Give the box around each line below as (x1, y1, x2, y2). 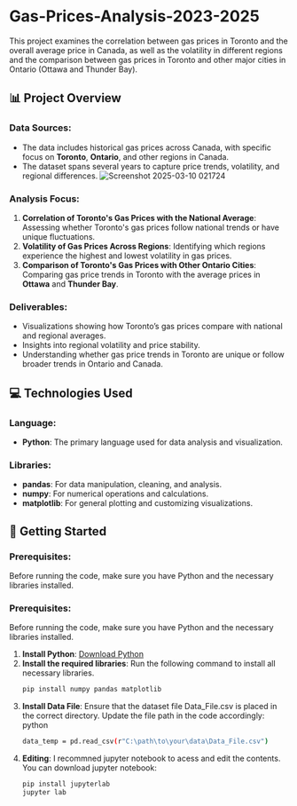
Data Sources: (9, 122, 72, 134)
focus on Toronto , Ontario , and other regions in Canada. (21, 151, 229, 162)
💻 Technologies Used (9, 385, 133, 400)
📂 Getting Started (9, 524, 107, 539)
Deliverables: (9, 300, 68, 312)
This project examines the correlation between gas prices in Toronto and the (9, 36, 288, 46)
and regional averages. (21, 330, 106, 341)
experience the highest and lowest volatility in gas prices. (21, 250, 232, 261)
